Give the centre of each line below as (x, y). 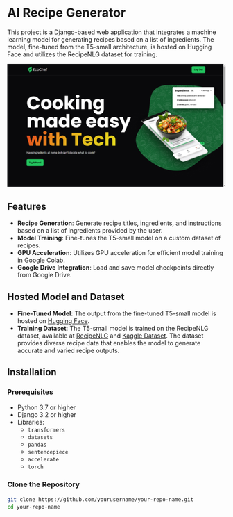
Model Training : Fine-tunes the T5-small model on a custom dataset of (119, 238)
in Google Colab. (41, 260)
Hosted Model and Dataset (66, 297)
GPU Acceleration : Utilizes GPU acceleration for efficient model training (120, 253)
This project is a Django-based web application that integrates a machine (112, 32)
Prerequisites (30, 392)
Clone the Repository (44, 484)
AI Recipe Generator (67, 13)
